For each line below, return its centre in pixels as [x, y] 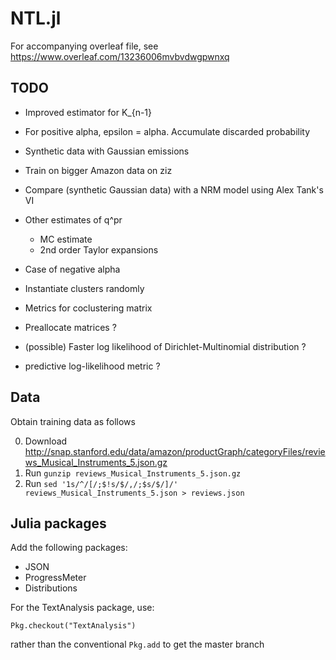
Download [46, 441]
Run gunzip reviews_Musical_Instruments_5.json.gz [133, 473]
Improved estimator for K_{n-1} [88, 112]
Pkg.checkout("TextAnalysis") [73, 626]
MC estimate [66, 239]
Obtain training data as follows [73, 421]
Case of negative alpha [72, 269]
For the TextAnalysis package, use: [82, 608]
